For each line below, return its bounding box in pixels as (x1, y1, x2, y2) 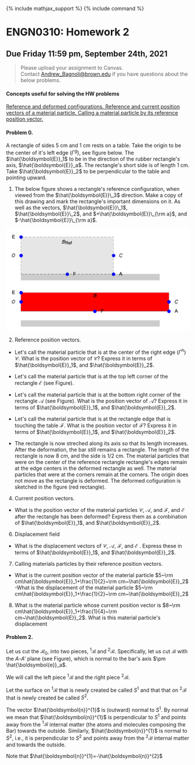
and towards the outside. (6, 741, 66, 749)
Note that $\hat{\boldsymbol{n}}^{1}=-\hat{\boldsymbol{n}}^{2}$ (6, 753, 163, 760)
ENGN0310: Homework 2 (6, 26, 130, 39)
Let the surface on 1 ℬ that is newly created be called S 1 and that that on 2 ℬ (6, 685, 187, 694)
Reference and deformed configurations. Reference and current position (6, 103, 180, 110)
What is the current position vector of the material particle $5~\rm (14, 571, 173, 579)
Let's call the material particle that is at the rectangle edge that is (14, 415, 171, 422)
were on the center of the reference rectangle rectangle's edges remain (14, 458, 187, 465)
